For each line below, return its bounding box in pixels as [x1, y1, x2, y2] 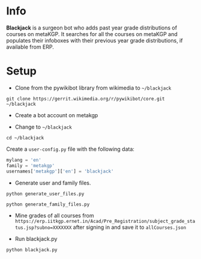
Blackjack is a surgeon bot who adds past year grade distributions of [6, 24, 178, 31]
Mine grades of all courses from [14, 212, 94, 219]
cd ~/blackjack [6, 135, 44, 141]
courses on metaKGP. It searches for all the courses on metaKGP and [6, 30, 178, 37]
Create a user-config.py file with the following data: [6, 145, 135, 153]
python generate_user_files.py [6, 190, 85, 197]
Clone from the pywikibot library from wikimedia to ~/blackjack [14, 84, 172, 91]
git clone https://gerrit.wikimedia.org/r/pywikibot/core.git [6, 96, 165, 102]
